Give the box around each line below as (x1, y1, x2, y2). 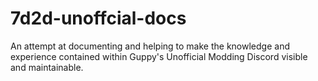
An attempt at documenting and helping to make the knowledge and (10, 40, 290, 52)
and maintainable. (10, 61, 84, 73)
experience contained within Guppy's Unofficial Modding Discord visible (10, 50, 308, 62)
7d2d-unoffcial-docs (10, 7, 187, 30)
